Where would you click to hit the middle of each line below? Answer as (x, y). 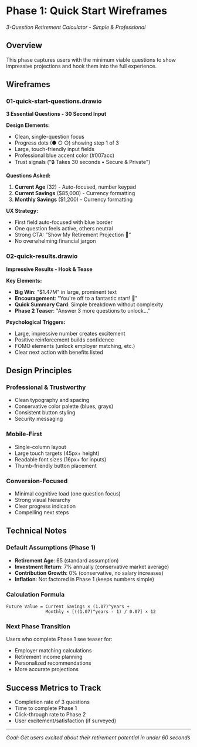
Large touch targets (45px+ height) (57, 453)
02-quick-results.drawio (42, 256)
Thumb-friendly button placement (55, 465)
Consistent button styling (45, 413)
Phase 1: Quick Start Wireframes (87, 11)
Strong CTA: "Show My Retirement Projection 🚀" (73, 235)
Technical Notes (37, 531)
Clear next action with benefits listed (59, 352)
